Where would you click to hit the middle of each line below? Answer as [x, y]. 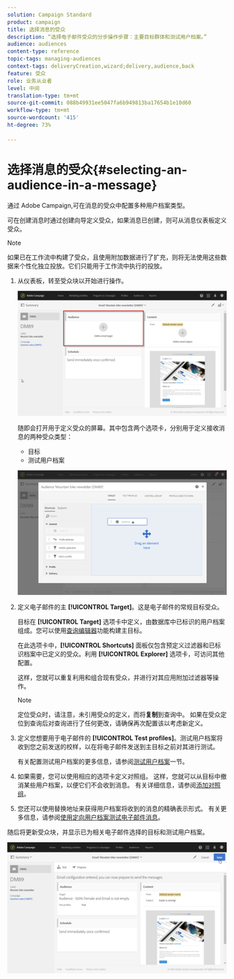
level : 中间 [23, 88]
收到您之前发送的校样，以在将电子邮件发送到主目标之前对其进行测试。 [118, 747]
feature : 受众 [27, 73]
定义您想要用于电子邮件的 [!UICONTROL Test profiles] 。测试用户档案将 [120, 738]
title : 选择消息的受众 [37, 29]
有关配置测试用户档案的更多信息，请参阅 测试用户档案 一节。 [103, 762]
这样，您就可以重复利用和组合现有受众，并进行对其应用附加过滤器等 [115, 678]
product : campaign [34, 22]
